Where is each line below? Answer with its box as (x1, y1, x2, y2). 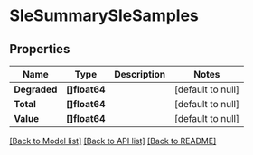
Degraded (14, 83, 58, 96)
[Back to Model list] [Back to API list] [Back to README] (9, 136, 217, 146)
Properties (9, 41, 70, 57)
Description (114, 68, 165, 80)
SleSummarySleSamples (9, 5, 199, 26)
